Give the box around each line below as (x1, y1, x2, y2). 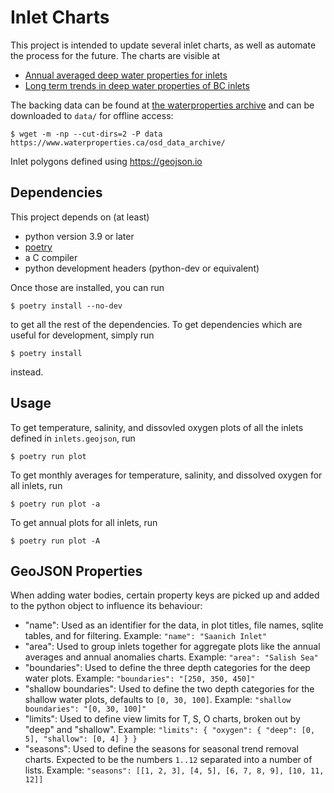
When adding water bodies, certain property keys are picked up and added (10, 589, 320, 601)
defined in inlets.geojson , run (10, 432, 136, 444)
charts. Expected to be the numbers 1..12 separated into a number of (24, 754, 313, 766)
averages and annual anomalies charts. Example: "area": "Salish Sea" (24, 651, 319, 663)
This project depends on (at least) (10, 211, 150, 223)
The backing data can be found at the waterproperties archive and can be (10, 99, 315, 111)
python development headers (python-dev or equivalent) (24, 262, 260, 274)
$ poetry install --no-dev (10, 301, 123, 311)
